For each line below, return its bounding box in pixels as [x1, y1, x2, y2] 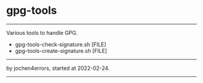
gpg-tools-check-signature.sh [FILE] [14, 40, 107, 48]
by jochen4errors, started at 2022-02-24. [6, 64, 110, 72]
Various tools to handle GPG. [6, 29, 78, 36]
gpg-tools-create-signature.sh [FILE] [14, 47, 108, 54]
